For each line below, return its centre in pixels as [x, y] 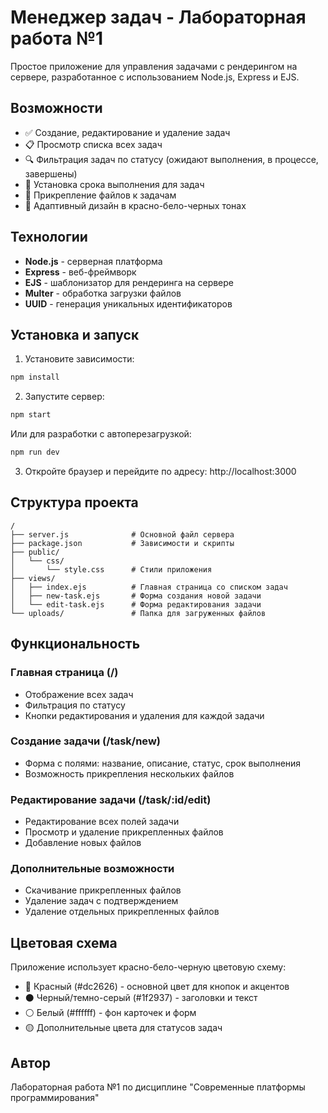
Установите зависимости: [79, 359]
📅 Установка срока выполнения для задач [114, 184]
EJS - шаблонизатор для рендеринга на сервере [129, 282]
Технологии [49, 237]
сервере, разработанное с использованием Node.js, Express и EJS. [155, 77]
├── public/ [35, 552]
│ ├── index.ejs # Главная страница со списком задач [149, 587]
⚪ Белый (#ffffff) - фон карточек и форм [110, 1013]
